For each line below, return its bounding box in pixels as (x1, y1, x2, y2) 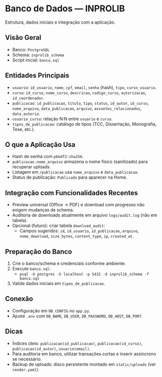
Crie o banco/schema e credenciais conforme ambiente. (12, 260, 126, 266)
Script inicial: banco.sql (12, 57, 60, 63)
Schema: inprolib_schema (12, 52, 65, 58)
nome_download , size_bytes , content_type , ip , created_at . (19, 233, 134, 239)
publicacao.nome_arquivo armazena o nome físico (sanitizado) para (12, 158, 148, 165)
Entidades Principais (5, 71, 69, 80)
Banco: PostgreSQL (12, 46, 50, 52)
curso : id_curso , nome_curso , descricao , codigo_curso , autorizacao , (12, 90, 147, 95)
